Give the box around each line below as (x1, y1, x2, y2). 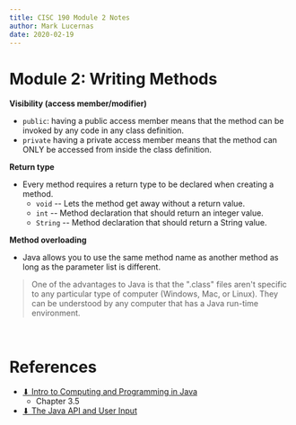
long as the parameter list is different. (22, 261, 161, 272)
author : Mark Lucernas (9, 22, 94, 31)
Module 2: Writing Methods (9, 68, 218, 89)
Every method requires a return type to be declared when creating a (22, 179, 274, 190)
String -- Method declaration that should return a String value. (35, 217, 267, 228)
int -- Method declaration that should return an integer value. (35, 208, 265, 218)
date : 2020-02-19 (9, 30, 74, 39)
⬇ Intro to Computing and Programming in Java (22, 386, 198, 397)
